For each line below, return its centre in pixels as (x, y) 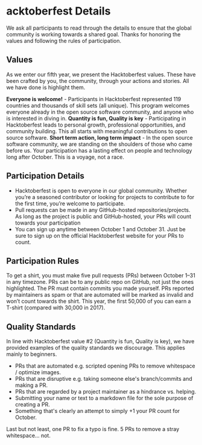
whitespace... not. (29, 436)
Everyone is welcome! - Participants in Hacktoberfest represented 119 (94, 99)
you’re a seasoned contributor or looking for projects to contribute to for (105, 197)
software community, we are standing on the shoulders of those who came (99, 144)
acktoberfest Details (58, 11)
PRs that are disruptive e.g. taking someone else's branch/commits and (104, 379)
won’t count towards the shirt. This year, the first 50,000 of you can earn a (99, 302)
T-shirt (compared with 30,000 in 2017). (56, 308)
